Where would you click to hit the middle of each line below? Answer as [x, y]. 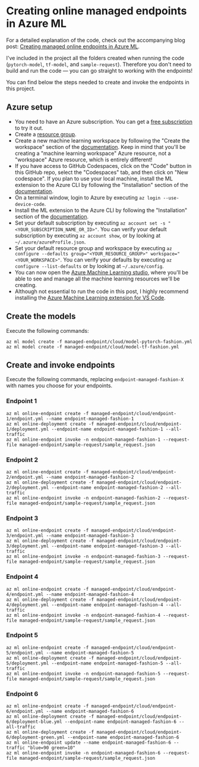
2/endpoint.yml [25, 477]
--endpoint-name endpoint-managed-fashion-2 [107, 487]
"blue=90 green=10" [52, 748]
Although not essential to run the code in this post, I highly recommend [102, 291]
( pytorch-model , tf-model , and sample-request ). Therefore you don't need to [99, 64]
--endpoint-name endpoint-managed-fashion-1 [107, 429]
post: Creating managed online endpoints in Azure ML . [73, 46]
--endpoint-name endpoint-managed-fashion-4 [107, 605]
